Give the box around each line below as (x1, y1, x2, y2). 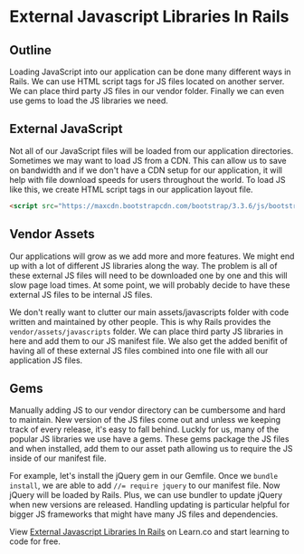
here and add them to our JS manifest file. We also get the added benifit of (9, 335, 288, 346)
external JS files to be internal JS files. (9, 289, 153, 300)
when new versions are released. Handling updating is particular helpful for (9, 500, 290, 511)
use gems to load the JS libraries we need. (9, 95, 169, 106)
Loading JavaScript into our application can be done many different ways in (9, 66, 291, 77)
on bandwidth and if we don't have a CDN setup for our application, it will (9, 165, 283, 176)
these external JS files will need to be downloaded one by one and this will (9, 270, 288, 281)
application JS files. (9, 355, 83, 366)
